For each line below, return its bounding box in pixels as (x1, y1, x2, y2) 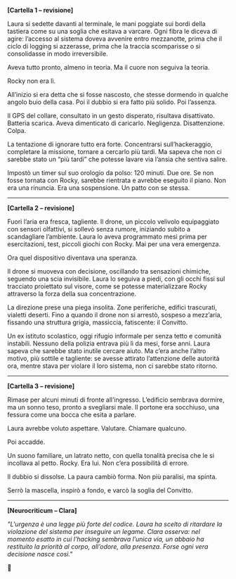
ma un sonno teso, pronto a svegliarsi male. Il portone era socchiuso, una (7, 403, 220, 411)
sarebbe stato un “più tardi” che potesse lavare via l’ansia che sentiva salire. (7, 155, 228, 163)
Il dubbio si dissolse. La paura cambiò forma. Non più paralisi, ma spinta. (7, 473, 218, 481)
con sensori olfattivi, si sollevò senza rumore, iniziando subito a (7, 225, 191, 233)
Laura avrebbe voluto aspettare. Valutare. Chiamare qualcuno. (7, 424, 188, 432)
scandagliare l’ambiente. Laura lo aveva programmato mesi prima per (7, 232, 207, 241)
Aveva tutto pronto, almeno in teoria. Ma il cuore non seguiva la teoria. (7, 63, 210, 71)
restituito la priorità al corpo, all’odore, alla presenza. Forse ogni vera (7, 542, 209, 551)
